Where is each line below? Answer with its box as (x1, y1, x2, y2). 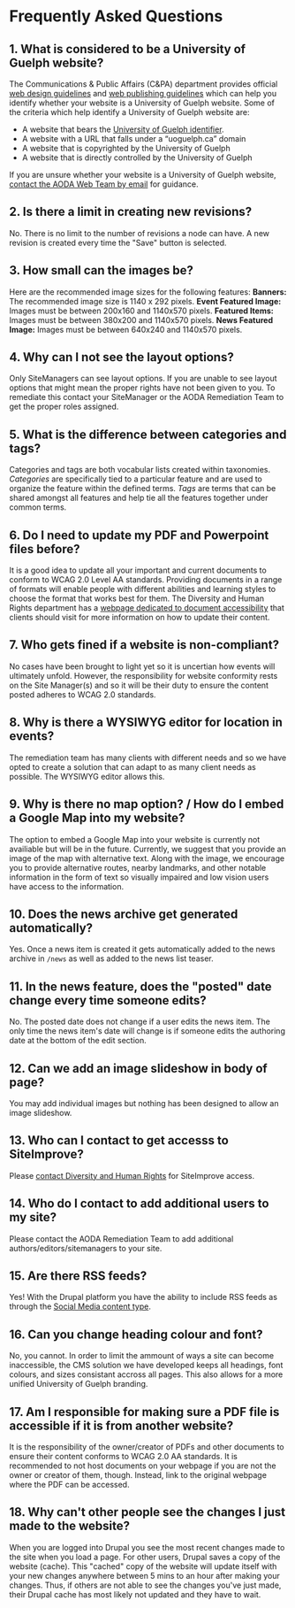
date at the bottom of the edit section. (9, 1035, 147, 1046)
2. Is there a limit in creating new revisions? (9, 204, 253, 219)
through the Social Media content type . (9, 1301, 152, 1312)
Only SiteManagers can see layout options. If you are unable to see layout (9, 373, 277, 384)
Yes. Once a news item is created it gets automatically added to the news (9, 944, 276, 955)
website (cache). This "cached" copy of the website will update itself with (9, 1560, 277, 1572)
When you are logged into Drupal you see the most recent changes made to (9, 1542, 285, 1552)
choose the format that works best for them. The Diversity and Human (9, 593, 265, 604)
